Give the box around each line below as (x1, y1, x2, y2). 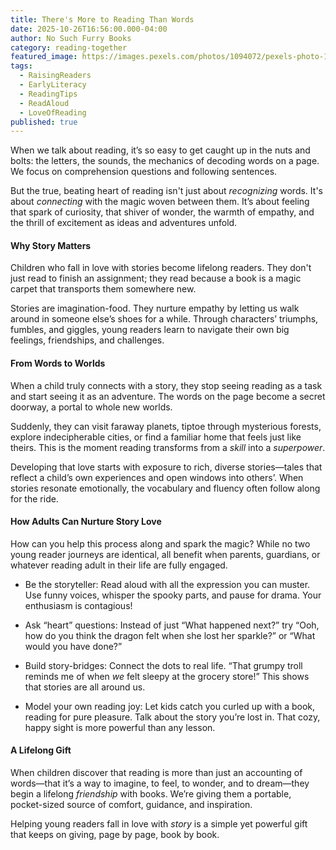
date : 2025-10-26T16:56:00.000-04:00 (10, 24, 168, 34)
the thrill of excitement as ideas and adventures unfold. (10, 217, 238, 229)
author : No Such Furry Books (10, 33, 132, 43)
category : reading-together (10, 42, 128, 53)
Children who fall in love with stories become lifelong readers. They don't (10, 262, 312, 274)
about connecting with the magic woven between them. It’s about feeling (10, 196, 310, 208)
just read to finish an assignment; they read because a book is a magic (10, 272, 302, 285)
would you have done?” (24, 640, 123, 652)
